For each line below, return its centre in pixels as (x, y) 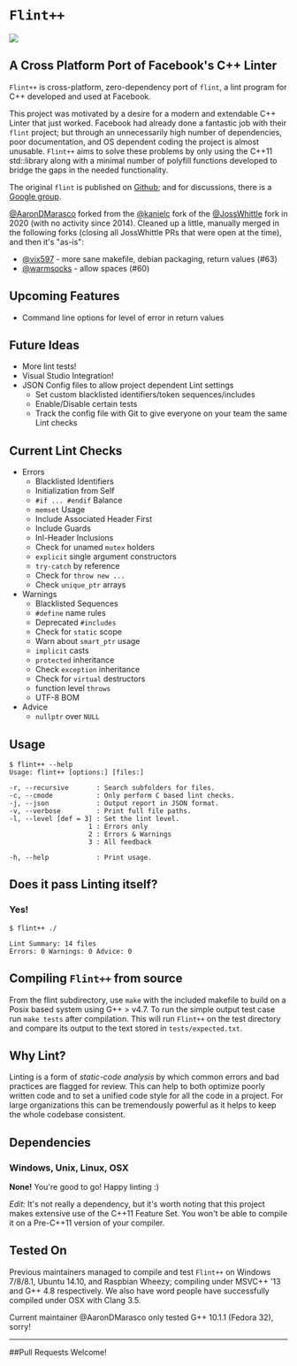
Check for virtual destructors (90, 679)
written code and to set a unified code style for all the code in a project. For (146, 1096)
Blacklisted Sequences (76, 603)
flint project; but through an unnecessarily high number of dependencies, (146, 132)
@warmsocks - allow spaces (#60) (86, 268)
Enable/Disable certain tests (86, 404)
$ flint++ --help (41, 764)
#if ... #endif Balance (79, 500)
